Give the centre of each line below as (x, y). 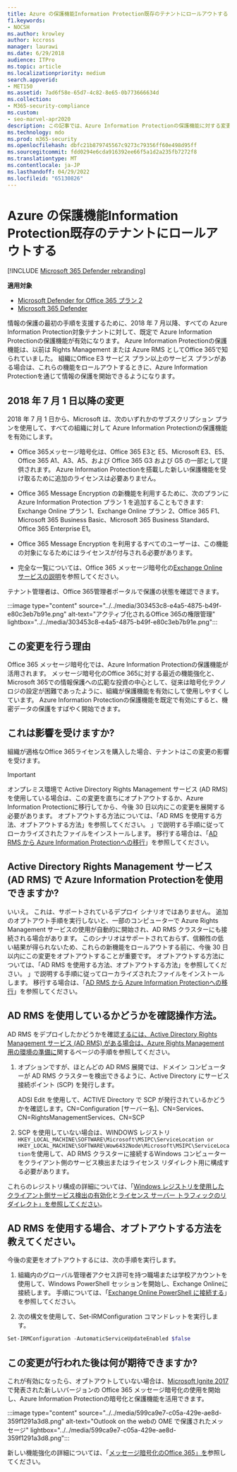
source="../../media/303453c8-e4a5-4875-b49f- (150, 606)
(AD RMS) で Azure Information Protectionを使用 (115, 880)
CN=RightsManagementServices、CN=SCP (81, 1117)
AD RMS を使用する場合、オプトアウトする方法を (115, 1228)
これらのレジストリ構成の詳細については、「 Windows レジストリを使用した (116, 1186)
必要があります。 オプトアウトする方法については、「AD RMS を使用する (112, 815)
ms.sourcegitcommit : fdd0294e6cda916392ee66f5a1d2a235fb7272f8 (102, 152)
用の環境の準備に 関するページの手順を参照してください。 (91, 1052)
